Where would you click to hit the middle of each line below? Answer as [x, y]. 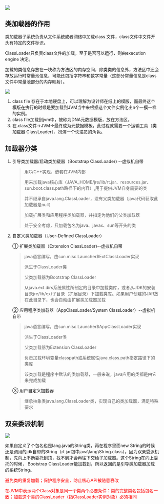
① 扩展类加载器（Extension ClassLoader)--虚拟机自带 [67, 246]
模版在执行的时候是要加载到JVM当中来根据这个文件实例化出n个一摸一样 [84, 107]
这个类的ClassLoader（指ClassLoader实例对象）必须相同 [79, 497]
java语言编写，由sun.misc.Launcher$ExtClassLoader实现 [82, 256]
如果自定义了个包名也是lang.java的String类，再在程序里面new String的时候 [80, 445]
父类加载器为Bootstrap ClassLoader [60, 277]
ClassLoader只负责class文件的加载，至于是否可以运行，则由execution [75, 53]
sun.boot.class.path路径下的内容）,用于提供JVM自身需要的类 [86, 188]
